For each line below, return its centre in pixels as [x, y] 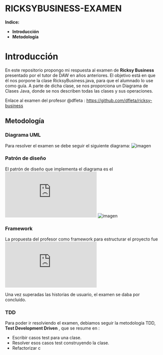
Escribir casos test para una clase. [47, 338]
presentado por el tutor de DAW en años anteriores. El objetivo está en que [80, 75]
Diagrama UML [23, 135]
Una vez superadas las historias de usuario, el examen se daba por [72, 295]
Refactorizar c [26, 348]
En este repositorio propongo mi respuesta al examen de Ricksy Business [80, 70]
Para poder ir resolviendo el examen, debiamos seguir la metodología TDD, [81, 323]
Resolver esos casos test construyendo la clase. [61, 343]
